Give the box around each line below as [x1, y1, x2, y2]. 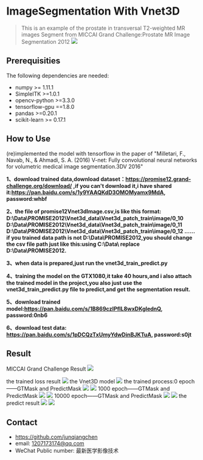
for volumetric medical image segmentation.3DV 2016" [6, 162, 143, 170]
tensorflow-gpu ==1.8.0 [15, 103, 75, 110]
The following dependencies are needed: [6, 72, 109, 79]
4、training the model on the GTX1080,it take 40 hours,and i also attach [6, 272, 192, 279]
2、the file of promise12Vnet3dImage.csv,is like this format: [6, 207, 162, 215]
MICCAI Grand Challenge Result [6, 365, 86, 372]
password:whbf [6, 195, 47, 202]
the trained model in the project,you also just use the [6, 279, 142, 287]
